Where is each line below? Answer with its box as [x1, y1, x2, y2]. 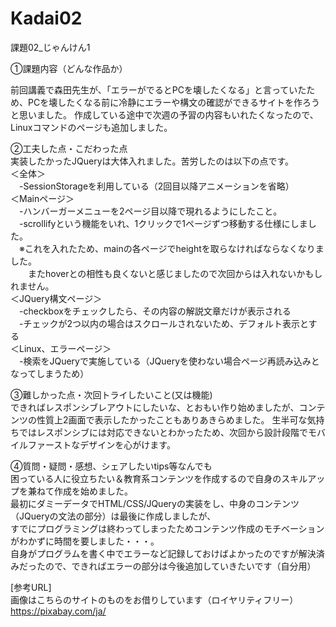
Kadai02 [10, 7, 83, 30]
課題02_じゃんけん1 [10, 41, 91, 53]
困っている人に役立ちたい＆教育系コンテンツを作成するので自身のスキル [10, 472, 308, 484]
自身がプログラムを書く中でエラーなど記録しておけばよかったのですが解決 [10, 547, 317, 559]
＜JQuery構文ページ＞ [10, 292, 103, 304]
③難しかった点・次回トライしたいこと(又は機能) [10, 388, 213, 401]
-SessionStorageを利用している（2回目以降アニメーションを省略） [18, 180, 295, 192]
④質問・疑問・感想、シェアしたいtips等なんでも [10, 460, 213, 472]
